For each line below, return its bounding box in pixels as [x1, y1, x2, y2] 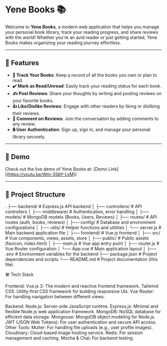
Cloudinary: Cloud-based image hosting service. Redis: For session [5, 330, 143, 336]
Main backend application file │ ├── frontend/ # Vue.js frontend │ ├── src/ [5, 230, 161, 236]
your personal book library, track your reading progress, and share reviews [5, 29, 159, 35]
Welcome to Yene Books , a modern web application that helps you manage [5, 23, 160, 30]
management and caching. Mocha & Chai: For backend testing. [5, 335, 134, 341]
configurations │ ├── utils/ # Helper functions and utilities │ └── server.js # [5, 225, 162, 231]
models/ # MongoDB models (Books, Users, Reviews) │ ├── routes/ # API [5, 214, 158, 220]
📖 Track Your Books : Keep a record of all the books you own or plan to [12, 72, 158, 78]
